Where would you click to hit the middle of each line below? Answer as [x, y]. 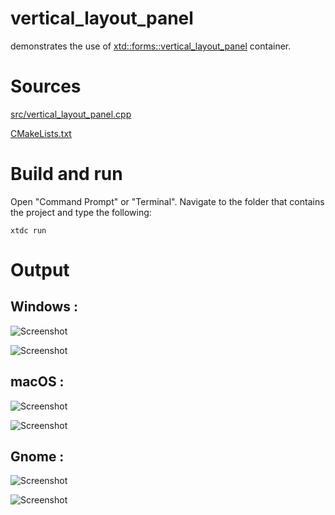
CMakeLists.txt [41, 133]
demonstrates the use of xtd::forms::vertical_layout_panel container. [151, 46]
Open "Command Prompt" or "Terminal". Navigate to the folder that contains [167, 201]
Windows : [44, 307]
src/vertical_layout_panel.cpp [71, 114]
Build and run [66, 174]
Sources [46, 86]
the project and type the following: [81, 212]
